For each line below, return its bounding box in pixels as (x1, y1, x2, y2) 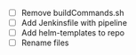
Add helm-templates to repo (20, 27, 125, 38)
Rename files (20, 37, 69, 48)
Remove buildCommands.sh (20, 8, 124, 18)
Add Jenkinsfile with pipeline (20, 18, 128, 28)
